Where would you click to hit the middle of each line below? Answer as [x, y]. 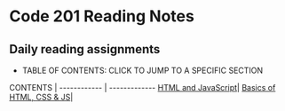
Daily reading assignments [85, 49]
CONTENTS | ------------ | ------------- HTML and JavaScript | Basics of [142, 87]
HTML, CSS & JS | [41, 97]
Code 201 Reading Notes [102, 16]
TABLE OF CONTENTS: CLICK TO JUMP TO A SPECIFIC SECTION [142, 70]
